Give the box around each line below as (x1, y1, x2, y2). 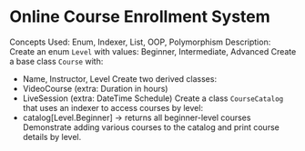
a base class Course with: (9, 55, 104, 66)
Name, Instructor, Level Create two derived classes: (22, 73, 217, 84)
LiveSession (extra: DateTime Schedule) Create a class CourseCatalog (22, 93, 284, 104)
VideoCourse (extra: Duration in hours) (22, 83, 168, 94)
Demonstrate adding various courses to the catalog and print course (22, 121, 280, 133)
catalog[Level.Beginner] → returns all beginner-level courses (22, 112, 251, 123)
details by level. (22, 131, 82, 142)
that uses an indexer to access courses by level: (22, 102, 203, 113)
